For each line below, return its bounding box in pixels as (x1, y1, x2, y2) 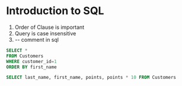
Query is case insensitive (14, 29, 76, 37)
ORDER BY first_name (6, 64, 58, 70)
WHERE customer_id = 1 (6, 58, 58, 64)
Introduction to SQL (6, 4, 104, 18)
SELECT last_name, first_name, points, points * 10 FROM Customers (6, 75, 177, 81)
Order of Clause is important (14, 24, 85, 31)
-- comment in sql (14, 36, 59, 43)
